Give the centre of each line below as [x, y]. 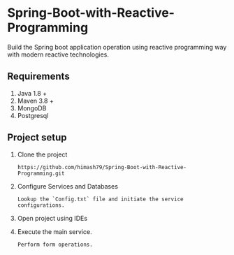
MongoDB [32, 108]
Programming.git [41, 173]
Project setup [37, 138]
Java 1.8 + [32, 93]
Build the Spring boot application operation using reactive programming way [117, 47]
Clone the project [42, 154]
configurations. [41, 205]
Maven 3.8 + [35, 101]
